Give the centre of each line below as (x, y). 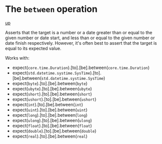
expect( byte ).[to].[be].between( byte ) (50, 83)
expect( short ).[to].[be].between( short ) (52, 94)
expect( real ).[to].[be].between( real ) (50, 136)
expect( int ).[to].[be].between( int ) (48, 104)
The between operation (51, 9)
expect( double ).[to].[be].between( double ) (54, 131)
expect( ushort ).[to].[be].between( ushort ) (54, 99)
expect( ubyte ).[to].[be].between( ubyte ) (52, 88)
